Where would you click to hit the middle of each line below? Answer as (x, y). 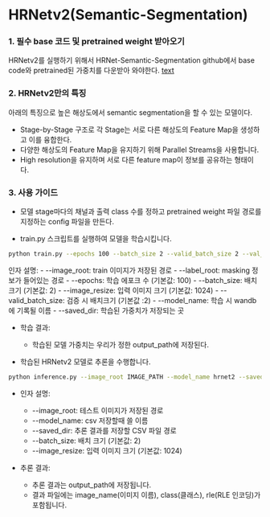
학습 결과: (35, 327)
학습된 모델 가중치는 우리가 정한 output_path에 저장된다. (120, 344)
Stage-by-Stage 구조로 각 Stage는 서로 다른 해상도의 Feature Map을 (129, 129)
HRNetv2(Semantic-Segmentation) (128, 15)
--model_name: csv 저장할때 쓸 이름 (90, 421)
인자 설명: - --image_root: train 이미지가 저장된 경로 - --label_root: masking (129, 270)
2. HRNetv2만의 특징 (47, 93)
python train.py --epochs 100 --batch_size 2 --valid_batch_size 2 (124, 254)
